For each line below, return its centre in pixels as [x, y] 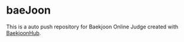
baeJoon [28, 10]
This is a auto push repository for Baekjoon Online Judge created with [92, 27]
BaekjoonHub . [24, 33]
